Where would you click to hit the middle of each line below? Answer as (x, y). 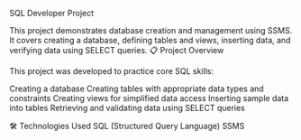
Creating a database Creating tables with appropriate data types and (137, 89)
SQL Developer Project (52, 13)
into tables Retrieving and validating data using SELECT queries (127, 108)
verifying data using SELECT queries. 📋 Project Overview (117, 50)
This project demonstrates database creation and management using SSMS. (151, 30)
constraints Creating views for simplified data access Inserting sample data (149, 98)
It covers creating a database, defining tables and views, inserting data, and (150, 40)
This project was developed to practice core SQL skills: (112, 71)
